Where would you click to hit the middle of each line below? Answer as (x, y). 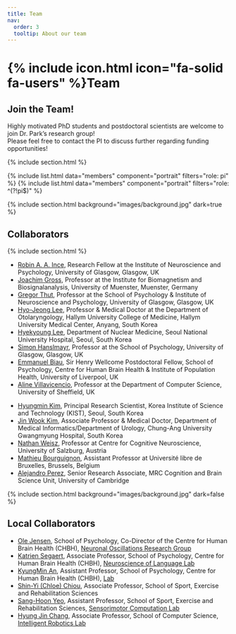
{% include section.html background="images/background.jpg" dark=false (116, 495)
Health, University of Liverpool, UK (68, 377)
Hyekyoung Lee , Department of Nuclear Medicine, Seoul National (112, 332)
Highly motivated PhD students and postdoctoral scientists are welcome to (116, 126)
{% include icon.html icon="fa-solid (115, 68)
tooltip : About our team (50, 33)
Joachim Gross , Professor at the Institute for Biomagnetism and (110, 280)
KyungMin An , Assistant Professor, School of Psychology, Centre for (117, 571)
